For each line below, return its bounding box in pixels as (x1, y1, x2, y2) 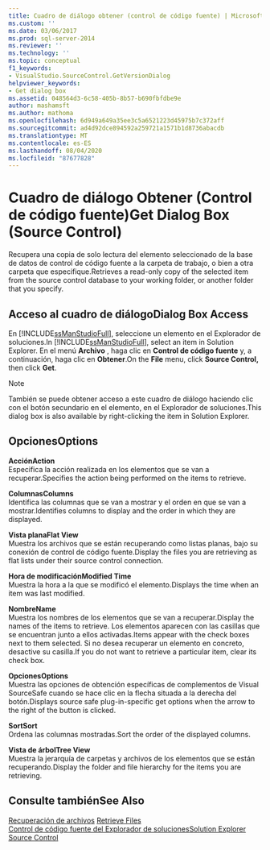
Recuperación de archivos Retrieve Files (8, 815, 142, 825)
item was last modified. (8, 588, 85, 598)
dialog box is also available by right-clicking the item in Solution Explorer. (8, 412, 250, 421)
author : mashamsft (8, 102, 70, 110)
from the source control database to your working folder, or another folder (8, 276, 254, 285)
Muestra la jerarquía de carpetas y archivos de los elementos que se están (8, 753, 256, 763)
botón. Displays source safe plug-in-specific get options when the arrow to (8, 696, 256, 706)
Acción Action (8, 456, 55, 466)
